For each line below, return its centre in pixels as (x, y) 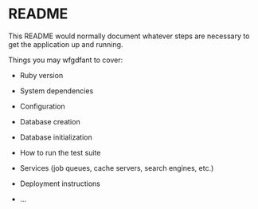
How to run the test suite (60, 152)
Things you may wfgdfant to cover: (66, 60)
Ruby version (41, 75)
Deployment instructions (60, 183)
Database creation (50, 121)
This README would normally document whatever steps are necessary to (129, 36)
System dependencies (57, 91)
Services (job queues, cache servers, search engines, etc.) (117, 168)
